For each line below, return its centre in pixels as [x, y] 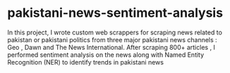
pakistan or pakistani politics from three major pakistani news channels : [112, 39]
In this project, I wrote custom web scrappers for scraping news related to [115, 32]
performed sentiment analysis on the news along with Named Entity [106, 55]
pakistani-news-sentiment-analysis [115, 13]
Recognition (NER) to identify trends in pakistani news [86, 62]
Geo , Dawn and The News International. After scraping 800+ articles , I [111, 47]
